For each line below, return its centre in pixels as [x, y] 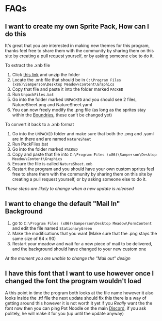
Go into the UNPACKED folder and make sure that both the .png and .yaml [83, 134]
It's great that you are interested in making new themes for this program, [77, 46]
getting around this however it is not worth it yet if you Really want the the [79, 303]
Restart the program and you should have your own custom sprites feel [83, 169]
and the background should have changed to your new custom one [79, 249]
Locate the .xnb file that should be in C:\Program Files [66, 80]
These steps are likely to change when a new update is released [70, 189]
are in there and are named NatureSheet [52, 139]
